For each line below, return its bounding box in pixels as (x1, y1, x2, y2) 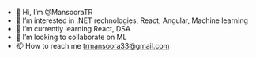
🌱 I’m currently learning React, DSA (15, 24, 131, 33)
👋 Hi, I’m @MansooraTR (15, 8, 93, 16)
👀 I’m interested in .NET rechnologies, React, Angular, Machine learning (15, 16, 249, 25)
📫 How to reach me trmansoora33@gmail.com (15, 42, 170, 50)
